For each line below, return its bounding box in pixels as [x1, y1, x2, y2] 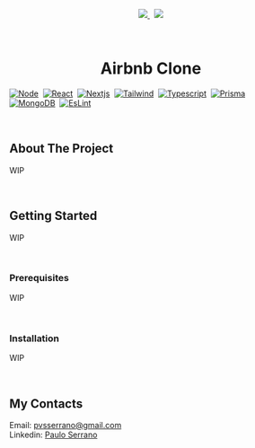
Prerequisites [9, 272, 69, 285]
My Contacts [9, 396, 84, 411]
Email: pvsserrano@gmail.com [9, 419, 122, 430]
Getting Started [9, 208, 98, 224]
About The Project [9, 141, 114, 156]
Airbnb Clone [100, 58, 202, 79]
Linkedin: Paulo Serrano [9, 429, 98, 440]
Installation [9, 332, 60, 345]
